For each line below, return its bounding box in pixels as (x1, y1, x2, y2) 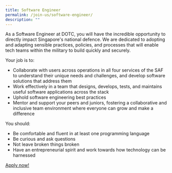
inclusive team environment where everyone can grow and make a (12, 105, 154, 112)
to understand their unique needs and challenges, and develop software (12, 73, 165, 79)
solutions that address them (12, 78, 72, 84)
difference (12, 111, 35, 117)
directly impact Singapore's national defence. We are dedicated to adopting (5, 36, 165, 42)
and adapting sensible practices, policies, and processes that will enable (5, 42, 159, 48)
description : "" (5, 17, 40, 22)
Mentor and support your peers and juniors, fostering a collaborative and (12, 100, 167, 106)
